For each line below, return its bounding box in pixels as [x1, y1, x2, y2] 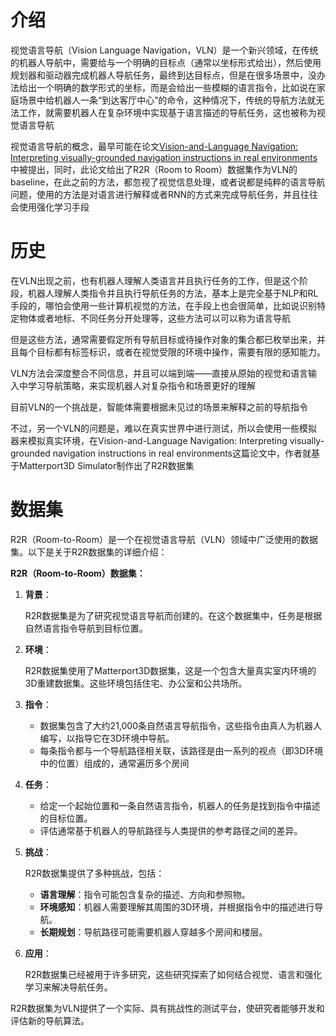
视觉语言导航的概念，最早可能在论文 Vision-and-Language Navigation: [10, 140, 299, 152]
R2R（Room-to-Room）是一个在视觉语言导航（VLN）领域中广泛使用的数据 [10, 533, 319, 545]
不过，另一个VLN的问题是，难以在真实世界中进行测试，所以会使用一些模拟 [10, 422, 318, 434]
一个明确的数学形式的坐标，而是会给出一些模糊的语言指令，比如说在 [36, 81, 317, 93]
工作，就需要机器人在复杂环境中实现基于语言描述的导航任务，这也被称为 [18, 106, 317, 118]
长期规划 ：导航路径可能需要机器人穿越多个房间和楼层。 [39, 926, 268, 938]
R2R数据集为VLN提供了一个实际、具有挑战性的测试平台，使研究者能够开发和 [10, 1002, 325, 1014]
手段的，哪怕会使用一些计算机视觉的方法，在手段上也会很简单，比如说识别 [10, 299, 317, 311]
